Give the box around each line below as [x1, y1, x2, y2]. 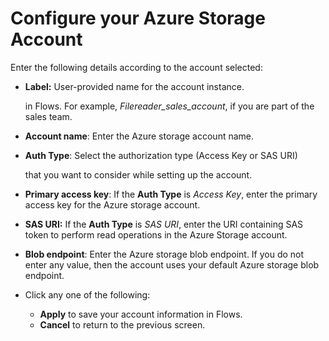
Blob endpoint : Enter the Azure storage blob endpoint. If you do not [24, 248, 305, 260]
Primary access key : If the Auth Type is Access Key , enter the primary [24, 188, 318, 200]
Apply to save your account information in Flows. [39, 308, 243, 320]
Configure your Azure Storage [10, 7, 266, 30]
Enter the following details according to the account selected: [10, 61, 263, 73]
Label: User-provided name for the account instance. [24, 80, 245, 92]
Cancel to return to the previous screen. [39, 318, 206, 331]
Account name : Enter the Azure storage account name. [24, 130, 255, 142]
